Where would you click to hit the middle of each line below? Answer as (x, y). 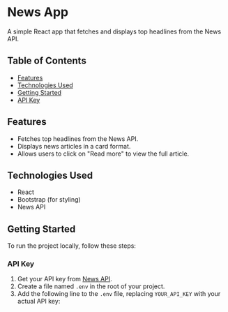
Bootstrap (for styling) (49, 200)
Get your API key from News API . (65, 279)
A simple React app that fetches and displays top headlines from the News (114, 31)
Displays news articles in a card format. (74, 146)
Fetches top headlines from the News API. (78, 139)
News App (38, 12)
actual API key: (39, 302)
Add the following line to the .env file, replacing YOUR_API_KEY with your (119, 294)
